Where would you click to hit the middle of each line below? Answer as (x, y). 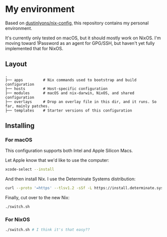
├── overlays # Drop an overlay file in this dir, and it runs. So (81, 102)
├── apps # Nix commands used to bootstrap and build (71, 80)
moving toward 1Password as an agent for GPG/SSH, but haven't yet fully (80, 43)
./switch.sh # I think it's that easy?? (48, 230)
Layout (16, 64)
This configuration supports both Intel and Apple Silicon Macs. (69, 151)
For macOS (19, 140)
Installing (20, 126)
